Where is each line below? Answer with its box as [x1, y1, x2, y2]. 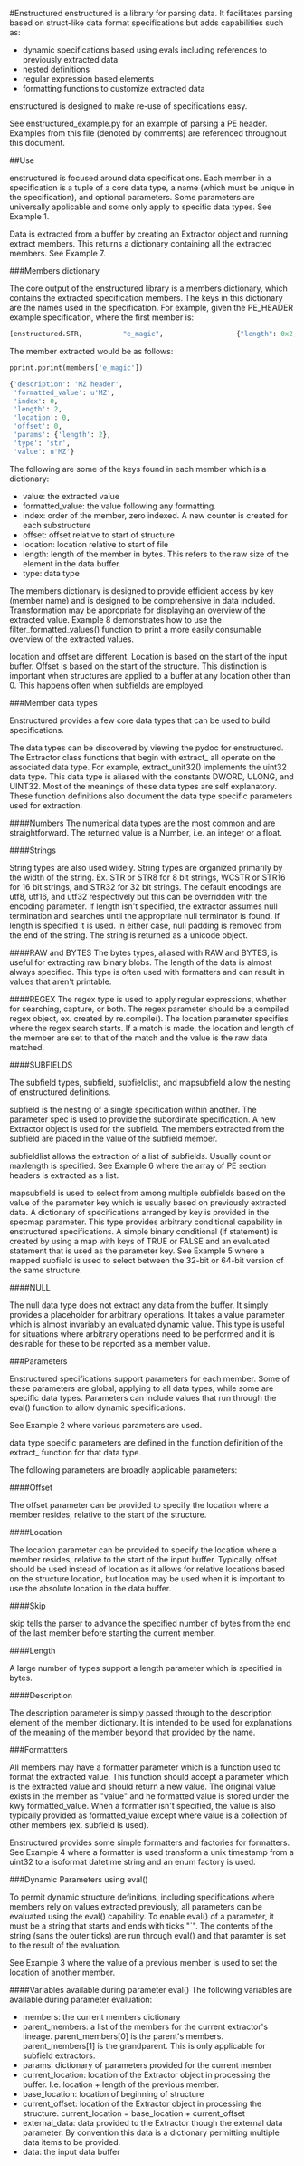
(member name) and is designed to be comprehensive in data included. [9, 595, 276, 605]
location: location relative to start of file [22, 538, 169, 549]
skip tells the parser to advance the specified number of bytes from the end [9, 1618, 291, 1629]
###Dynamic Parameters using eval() [9, 1873, 148, 1884]
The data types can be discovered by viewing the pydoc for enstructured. [9, 742, 284, 753]
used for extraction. [9, 799, 83, 810]
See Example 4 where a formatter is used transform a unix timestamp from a [9, 1846, 294, 1857]
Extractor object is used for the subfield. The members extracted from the [9, 1123, 285, 1134]
